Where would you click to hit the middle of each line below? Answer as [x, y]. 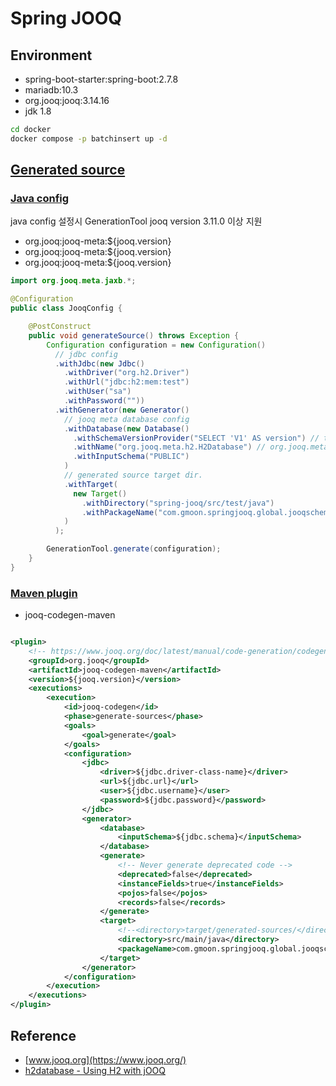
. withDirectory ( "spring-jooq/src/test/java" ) [178, 503]
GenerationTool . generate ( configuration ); [134, 549]
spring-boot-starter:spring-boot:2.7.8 [101, 79]
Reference [43, 1035]
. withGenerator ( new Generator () [122, 410]
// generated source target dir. [133, 475]
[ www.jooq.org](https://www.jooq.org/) [105, 1059]
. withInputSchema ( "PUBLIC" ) [131, 457]
